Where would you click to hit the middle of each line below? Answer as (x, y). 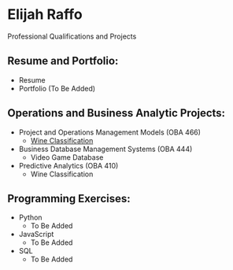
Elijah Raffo (45, 15)
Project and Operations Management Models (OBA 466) (110, 132)
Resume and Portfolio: (63, 61)
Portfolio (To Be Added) (57, 88)
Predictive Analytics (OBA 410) (68, 165)
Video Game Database (67, 157)
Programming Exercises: (69, 198)
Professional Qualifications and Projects (72, 36)
